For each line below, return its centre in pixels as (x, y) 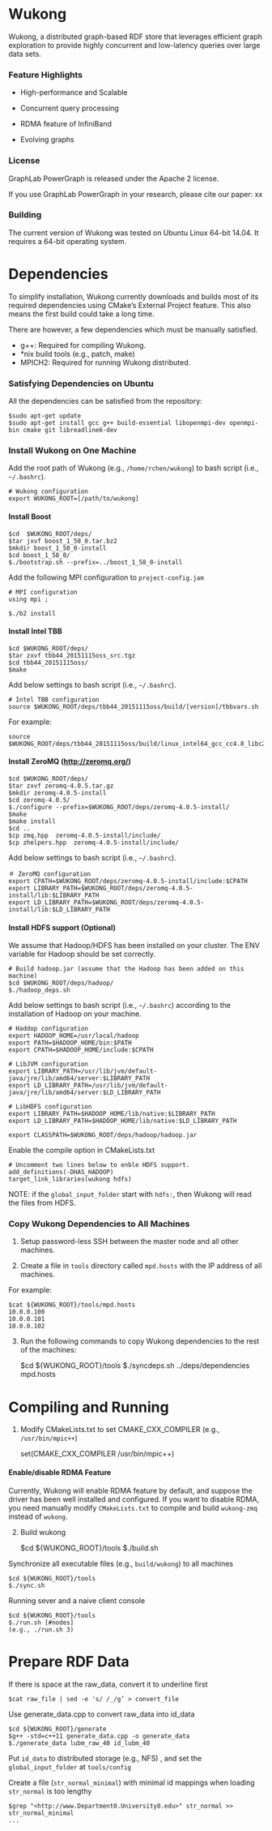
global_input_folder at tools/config (70, 1767)
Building (25, 215)
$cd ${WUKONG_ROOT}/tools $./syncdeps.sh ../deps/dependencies (135, 1366)
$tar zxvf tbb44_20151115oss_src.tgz (72, 655)
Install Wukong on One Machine (72, 450)
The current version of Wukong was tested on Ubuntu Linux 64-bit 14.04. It (134, 233)
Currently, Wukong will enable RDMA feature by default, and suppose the (131, 1490)
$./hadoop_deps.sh (39, 990)
